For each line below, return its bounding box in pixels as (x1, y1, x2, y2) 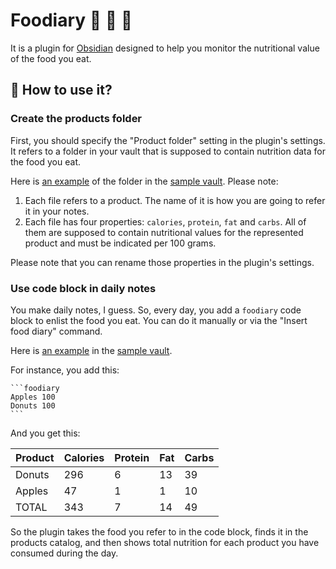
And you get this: (10, 427, 81, 439)
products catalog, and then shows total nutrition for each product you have (10, 536, 320, 548)
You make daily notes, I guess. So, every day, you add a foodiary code (10, 304, 302, 316)
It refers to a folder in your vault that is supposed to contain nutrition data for (10, 145, 327, 157)
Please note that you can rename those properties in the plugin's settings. (10, 256, 315, 268)
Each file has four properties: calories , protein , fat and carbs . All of (24, 215, 307, 228)
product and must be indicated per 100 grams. (24, 237, 217, 249)
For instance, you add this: (10, 364, 120, 376)
